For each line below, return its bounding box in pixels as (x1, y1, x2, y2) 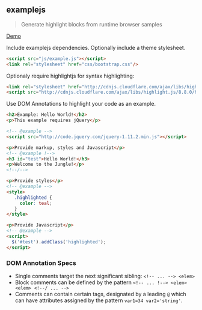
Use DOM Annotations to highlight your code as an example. (6, 100, 156, 108)
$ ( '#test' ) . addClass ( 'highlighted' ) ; (11, 239, 106, 245)
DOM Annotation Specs (6, 258, 76, 267)
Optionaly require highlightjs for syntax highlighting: (6, 72, 135, 79)
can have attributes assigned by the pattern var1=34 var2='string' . (14, 297, 183, 304)
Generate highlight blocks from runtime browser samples (20, 20, 162, 28)
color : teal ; (19, 200, 52, 206)
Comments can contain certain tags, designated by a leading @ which (14, 290, 186, 297)
